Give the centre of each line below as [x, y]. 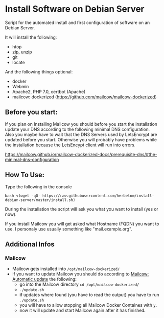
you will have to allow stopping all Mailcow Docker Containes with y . [88, 305]
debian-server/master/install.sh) [40, 200]
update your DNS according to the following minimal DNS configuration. [78, 129]
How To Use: [25, 175]
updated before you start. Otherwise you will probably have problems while [81, 139]
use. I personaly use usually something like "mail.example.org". [69, 229]
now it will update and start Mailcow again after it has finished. [82, 310]
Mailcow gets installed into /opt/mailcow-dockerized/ [66, 269]
